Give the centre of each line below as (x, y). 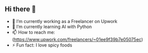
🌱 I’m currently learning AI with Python (52, 26)
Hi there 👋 (20, 9)
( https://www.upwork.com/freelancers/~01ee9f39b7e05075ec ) (77, 39)
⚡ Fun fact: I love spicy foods (42, 45)
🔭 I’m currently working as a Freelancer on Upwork (65, 21)
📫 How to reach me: (33, 32)
